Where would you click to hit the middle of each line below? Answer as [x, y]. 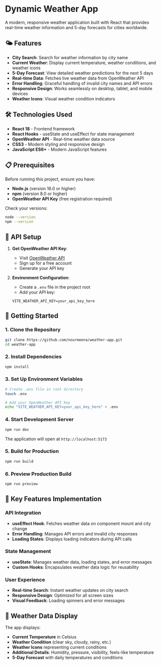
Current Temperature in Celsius [44, 637]
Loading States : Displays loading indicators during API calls [72, 539]
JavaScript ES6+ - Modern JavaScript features [59, 149]
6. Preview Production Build [38, 474]
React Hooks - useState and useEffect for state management [73, 134]
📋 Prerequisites [30, 165]
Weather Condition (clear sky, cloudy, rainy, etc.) [62, 642]
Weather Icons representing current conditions [59, 647]
